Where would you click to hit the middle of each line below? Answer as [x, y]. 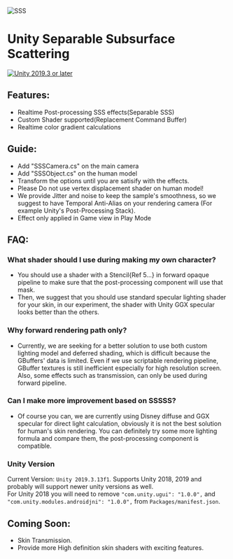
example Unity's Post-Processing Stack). [77, 211]
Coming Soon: [39, 524]
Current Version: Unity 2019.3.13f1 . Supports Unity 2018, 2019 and [105, 479]
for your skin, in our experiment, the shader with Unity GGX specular [116, 305]
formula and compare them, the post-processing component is [108, 438]
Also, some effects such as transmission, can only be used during [112, 375]
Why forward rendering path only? [67, 330]
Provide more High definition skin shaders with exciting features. [111, 547]
